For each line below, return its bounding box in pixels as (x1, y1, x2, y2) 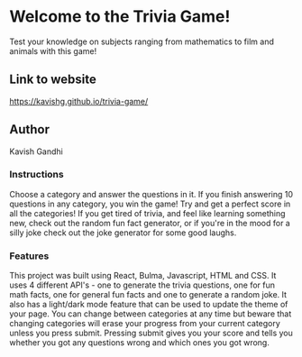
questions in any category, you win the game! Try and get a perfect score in (9, 198, 291, 209)
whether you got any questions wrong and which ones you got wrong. (9, 337, 270, 348)
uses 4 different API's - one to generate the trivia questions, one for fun (9, 279, 275, 290)
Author (9, 122, 50, 137)
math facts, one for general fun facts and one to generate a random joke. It (9, 289, 287, 300)
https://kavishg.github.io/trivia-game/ (9, 96, 149, 106)
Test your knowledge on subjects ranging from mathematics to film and (9, 36, 275, 47)
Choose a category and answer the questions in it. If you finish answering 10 (9, 188, 293, 199)
